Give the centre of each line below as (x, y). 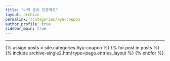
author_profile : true (28, 24)
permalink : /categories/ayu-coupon (43, 19)
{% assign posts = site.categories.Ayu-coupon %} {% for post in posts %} (82, 48)
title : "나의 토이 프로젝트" (32, 10)
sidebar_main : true (26, 29)
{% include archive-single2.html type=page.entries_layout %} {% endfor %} (85, 53)
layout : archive (22, 15)
